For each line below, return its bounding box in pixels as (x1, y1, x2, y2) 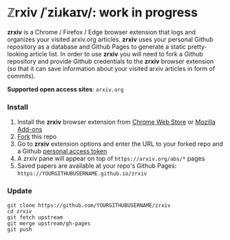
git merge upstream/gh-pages (7, 220, 91, 227)
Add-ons (17, 125, 43, 133)
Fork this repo (17, 133, 57, 141)
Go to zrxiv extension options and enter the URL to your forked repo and (17, 140, 224, 148)
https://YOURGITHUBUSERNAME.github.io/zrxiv (17, 171, 147, 177)
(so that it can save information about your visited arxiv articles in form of (7, 64, 216, 72)
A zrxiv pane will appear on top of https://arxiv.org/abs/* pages (17, 155, 205, 163)
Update (7, 186, 32, 196)
